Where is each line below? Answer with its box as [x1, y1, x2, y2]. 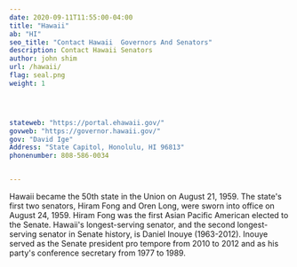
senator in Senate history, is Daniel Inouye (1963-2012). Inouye [38, 229, 269, 240]
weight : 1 [9, 79, 46, 88]
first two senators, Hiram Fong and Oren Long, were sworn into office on [9, 200, 276, 211]
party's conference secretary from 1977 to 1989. [9, 247, 187, 258]
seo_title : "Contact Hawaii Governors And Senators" [9, 37, 213, 47]
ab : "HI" [9, 29, 42, 38]
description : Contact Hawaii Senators [9, 46, 153, 55]
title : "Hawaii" [9, 21, 69, 30]
